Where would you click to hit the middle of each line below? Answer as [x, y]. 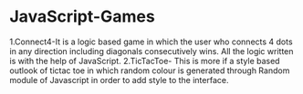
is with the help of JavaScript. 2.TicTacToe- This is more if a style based [145, 61]
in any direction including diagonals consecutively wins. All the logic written [151, 51]
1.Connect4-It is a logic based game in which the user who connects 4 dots [151, 42]
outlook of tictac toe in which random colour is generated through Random [150, 70]
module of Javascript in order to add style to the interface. [119, 80]
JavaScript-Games [82, 17]
